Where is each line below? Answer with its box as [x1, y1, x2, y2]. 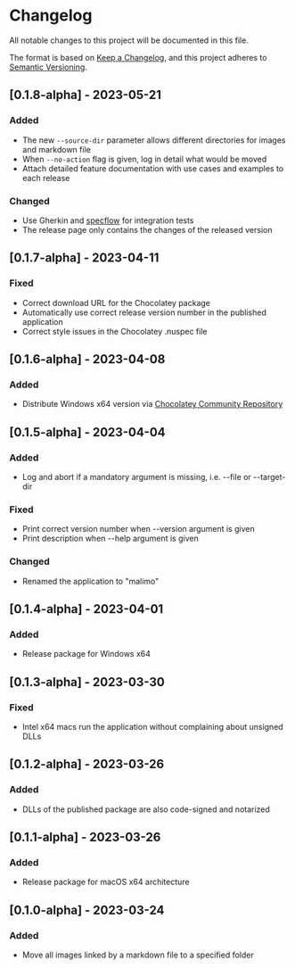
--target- [252, 471, 286, 482]
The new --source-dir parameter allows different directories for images [21, 135, 286, 145]
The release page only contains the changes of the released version [21, 224, 274, 235]
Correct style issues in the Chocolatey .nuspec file [21, 326, 208, 336]
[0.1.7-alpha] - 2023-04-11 [9, 251, 160, 266]
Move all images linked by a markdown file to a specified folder [21, 949, 254, 960]
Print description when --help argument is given [21, 533, 199, 544]
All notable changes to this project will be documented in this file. [9, 35, 250, 46]
